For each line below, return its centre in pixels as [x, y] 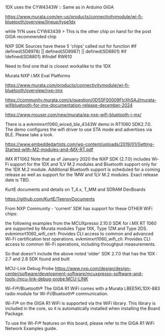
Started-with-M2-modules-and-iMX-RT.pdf [49, 149]
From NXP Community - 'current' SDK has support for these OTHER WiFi [79, 208]
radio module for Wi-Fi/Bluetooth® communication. [57, 294]
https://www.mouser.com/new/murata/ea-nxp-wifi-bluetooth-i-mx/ [73, 115]
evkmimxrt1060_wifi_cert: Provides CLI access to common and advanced [79, 234]
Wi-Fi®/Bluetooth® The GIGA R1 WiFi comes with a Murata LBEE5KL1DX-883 [82, 288]
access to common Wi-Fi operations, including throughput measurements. [81, 244]
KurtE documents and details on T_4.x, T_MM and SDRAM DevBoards [75, 189]
